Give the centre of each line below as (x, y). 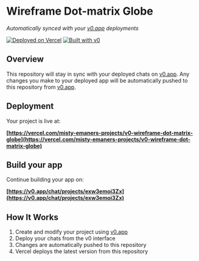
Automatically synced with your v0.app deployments (72, 28)
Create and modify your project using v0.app (71, 232)
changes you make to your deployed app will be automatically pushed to (97, 80)
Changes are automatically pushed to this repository (81, 245)
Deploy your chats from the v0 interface (65, 238)
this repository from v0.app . (41, 87)
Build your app (34, 165)
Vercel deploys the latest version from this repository (82, 251)
